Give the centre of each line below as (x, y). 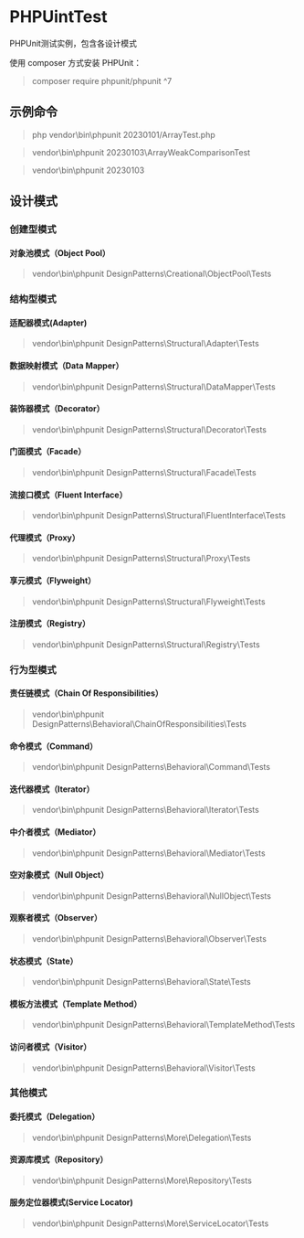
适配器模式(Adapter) (48, 323)
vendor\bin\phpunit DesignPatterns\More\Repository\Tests (142, 1180)
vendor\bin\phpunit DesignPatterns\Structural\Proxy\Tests (141, 559)
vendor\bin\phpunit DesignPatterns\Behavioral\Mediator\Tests (149, 853)
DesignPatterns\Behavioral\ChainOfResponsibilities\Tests (139, 723)
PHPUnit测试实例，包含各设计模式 (73, 43)
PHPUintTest (58, 17)
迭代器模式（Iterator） (52, 789)
